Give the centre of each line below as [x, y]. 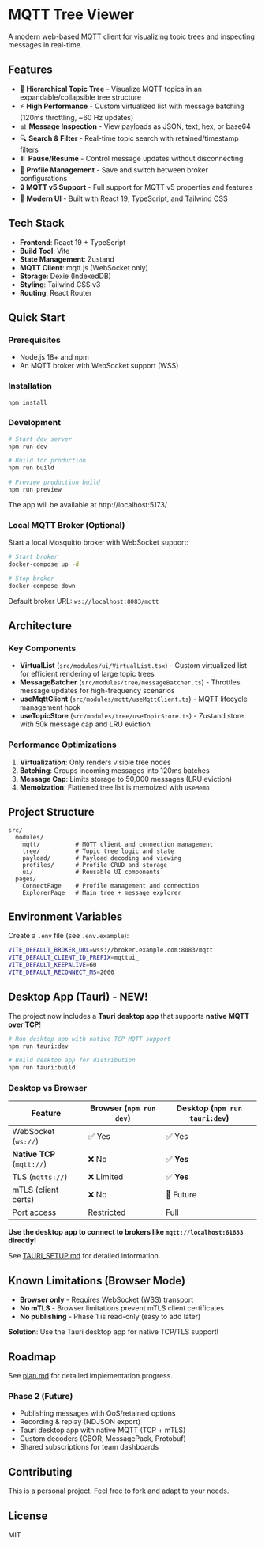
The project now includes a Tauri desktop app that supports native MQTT [129, 1016]
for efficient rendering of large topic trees [87, 674]
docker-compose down [42, 586]
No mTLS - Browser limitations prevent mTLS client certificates [122, 1308]
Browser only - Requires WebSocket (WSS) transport [106, 1300]
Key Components [42, 648]
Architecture [40, 626]
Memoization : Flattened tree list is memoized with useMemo [115, 787]
